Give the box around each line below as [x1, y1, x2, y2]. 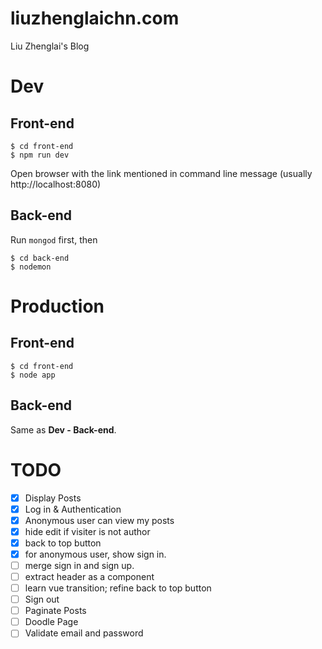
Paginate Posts [24, 605, 87, 617]
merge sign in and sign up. [24, 559, 135, 571]
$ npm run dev [10, 150, 70, 160]
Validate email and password [24, 627, 144, 639]
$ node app [10, 370, 56, 380]
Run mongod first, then [10, 233, 98, 246]
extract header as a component [24, 570, 155, 582]
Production [10, 295, 105, 317]
